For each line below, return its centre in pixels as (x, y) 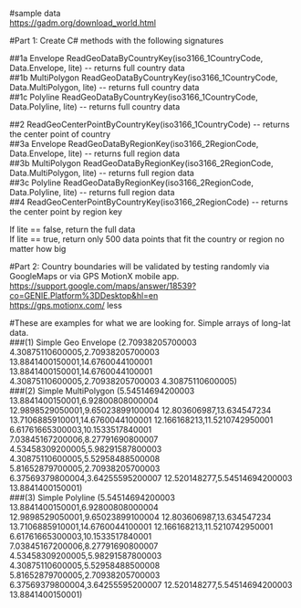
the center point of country (60, 134)
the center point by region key (66, 212)
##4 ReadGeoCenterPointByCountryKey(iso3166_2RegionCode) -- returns (149, 202)
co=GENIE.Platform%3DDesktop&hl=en (84, 295)
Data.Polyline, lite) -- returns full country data (95, 107)
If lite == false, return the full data (73, 229)
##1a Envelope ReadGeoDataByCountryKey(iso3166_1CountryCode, (136, 58)
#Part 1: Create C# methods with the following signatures (117, 41)
